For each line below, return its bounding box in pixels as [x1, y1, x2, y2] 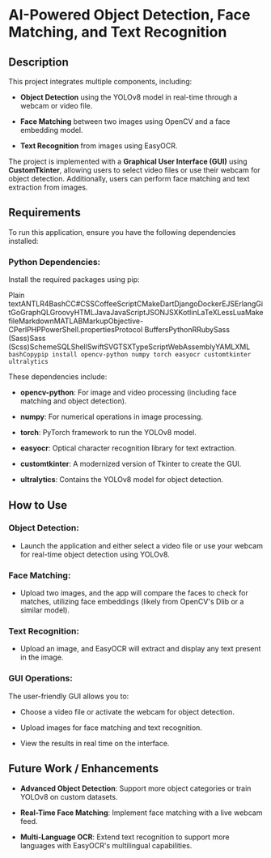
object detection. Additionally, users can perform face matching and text [8, 174, 250, 183]
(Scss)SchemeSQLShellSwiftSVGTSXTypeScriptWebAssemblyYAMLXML [8, 342, 251, 352]
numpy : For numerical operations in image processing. [19, 412, 204, 422]
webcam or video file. [19, 101, 93, 110]
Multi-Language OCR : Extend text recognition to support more [19, 832, 230, 842]
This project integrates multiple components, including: [8, 77, 193, 86]
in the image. [19, 652, 64, 662]
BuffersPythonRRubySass [144, 325, 231, 335]
